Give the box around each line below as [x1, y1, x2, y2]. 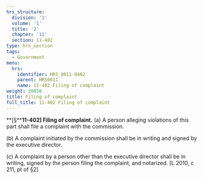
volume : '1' [12, 20, 43, 26]
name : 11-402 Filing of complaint [17, 83, 105, 89]
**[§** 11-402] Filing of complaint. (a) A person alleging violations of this [6, 116, 189, 124]
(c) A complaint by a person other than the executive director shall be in [6, 153, 186, 160]
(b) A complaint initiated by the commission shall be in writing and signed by [6, 135, 198, 142]
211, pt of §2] [6, 166, 39, 173]
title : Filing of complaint [6, 94, 78, 100]
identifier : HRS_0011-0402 [17, 71, 86, 77]
